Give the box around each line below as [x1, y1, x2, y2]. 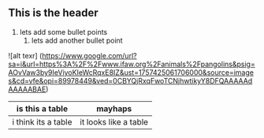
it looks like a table [80, 116, 148, 127]
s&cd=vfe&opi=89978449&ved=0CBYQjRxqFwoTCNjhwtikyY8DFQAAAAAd [8, 76, 253, 85]
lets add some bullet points [19, 27, 108, 36]
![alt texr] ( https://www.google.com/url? [8, 50, 137, 60]
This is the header [8, 6, 99, 20]
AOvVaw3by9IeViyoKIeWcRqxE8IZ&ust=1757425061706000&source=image [8, 67, 255, 77]
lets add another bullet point [31, 35, 124, 45]
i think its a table [12, 116, 73, 127]
